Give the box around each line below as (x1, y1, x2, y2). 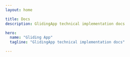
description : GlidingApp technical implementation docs (5, 21, 125, 26)
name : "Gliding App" (10, 35, 53, 40)
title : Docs (5, 16, 30, 22)
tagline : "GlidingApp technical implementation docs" (10, 40, 125, 45)
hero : (5, 30, 17, 35)
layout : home (5, 7, 33, 13)
